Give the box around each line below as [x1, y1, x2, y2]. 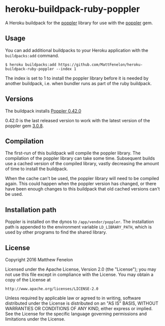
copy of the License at [5, 277, 51, 282]
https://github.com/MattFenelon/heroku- [58, 62, 143, 67]
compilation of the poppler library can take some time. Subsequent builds [5, 155, 155, 161]
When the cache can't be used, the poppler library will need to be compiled [5, 176, 160, 182]
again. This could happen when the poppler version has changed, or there [5, 181, 157, 186]
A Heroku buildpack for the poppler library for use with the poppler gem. [5, 20, 153, 26]
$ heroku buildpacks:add [5, 62, 56, 67]
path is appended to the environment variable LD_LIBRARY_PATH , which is [5, 224, 152, 230]
